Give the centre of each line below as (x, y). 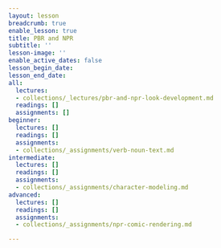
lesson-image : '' (37, 53)
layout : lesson (34, 16)
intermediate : (32, 157)
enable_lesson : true (43, 30)
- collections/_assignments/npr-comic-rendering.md (104, 225)
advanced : (25, 195)
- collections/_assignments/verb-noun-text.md (95, 150)
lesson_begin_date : (41, 68)
